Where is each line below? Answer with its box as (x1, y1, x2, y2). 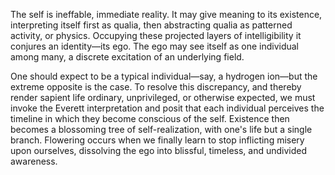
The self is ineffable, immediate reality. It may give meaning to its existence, (10, 9, 323, 20)
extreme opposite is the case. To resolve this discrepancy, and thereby (10, 81, 302, 93)
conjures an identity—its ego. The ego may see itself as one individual (10, 40, 300, 52)
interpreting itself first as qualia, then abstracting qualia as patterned (10, 19, 293, 31)
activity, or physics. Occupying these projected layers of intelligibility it (10, 30, 302, 41)
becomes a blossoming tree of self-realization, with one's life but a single (10, 124, 313, 135)
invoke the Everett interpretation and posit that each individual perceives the (10, 102, 325, 114)
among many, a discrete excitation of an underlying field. (10, 51, 245, 63)
